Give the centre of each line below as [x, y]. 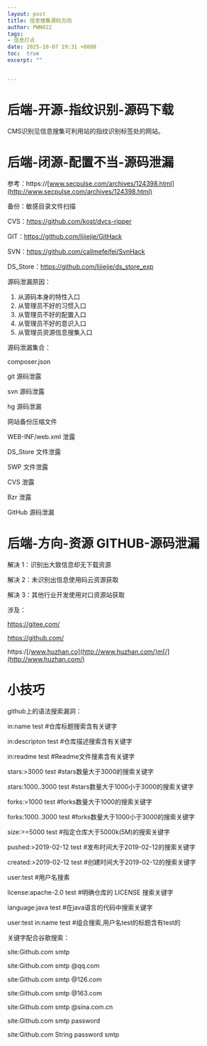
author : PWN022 [30, 27]
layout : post [27, 14]
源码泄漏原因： [29, 281]
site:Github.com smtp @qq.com [54, 965]
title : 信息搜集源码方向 [40, 21]
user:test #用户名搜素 [39, 877]
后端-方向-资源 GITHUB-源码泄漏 [103, 543]
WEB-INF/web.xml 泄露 [41, 436]
